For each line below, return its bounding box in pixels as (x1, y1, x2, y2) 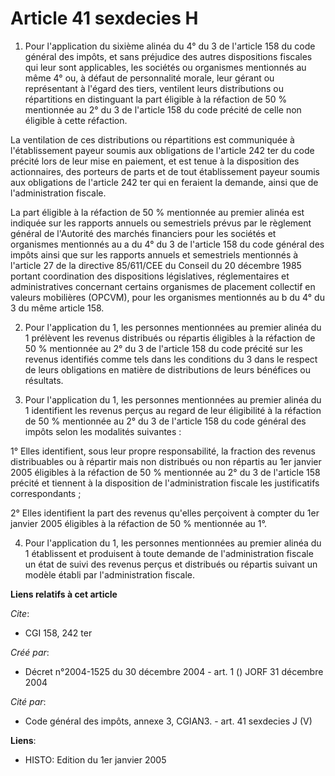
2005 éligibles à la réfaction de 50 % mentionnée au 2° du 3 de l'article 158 (10, 466, 321, 478)
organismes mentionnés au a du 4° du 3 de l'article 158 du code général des (10, 238, 325, 250)
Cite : (10, 607, 30, 619)
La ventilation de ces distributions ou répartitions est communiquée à (10, 133, 295, 146)
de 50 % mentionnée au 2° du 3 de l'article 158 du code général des (24, 415, 307, 427)
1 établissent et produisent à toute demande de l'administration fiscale (24, 547, 314, 559)
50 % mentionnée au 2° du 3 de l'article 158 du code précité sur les (24, 342, 303, 354)
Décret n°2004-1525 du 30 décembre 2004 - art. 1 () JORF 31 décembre (24, 665, 324, 677)
